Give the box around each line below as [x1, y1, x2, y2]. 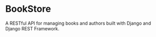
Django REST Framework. [5, 25, 60, 31]
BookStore [5, 3, 51, 15]
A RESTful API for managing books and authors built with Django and [5, 20, 151, 26]
